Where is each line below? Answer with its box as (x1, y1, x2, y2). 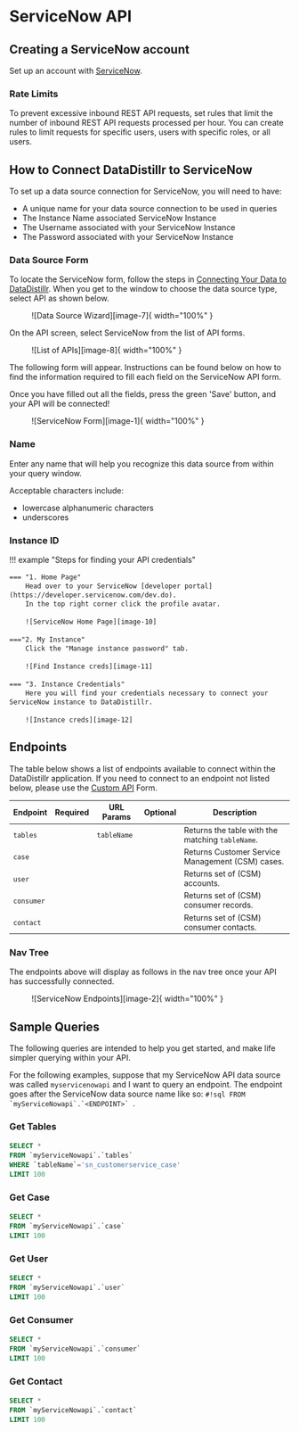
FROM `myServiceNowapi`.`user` (9, 1283, 125, 1293)
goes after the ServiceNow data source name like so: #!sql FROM (9, 1088, 246, 1099)
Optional (143, 806, 176, 817)
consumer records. (183, 899, 254, 911)
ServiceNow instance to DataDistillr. (9, 698, 153, 707)
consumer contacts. (183, 922, 257, 932)
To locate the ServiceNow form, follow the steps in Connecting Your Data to (9, 274, 287, 285)
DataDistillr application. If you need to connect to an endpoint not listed (9, 773, 270, 783)
